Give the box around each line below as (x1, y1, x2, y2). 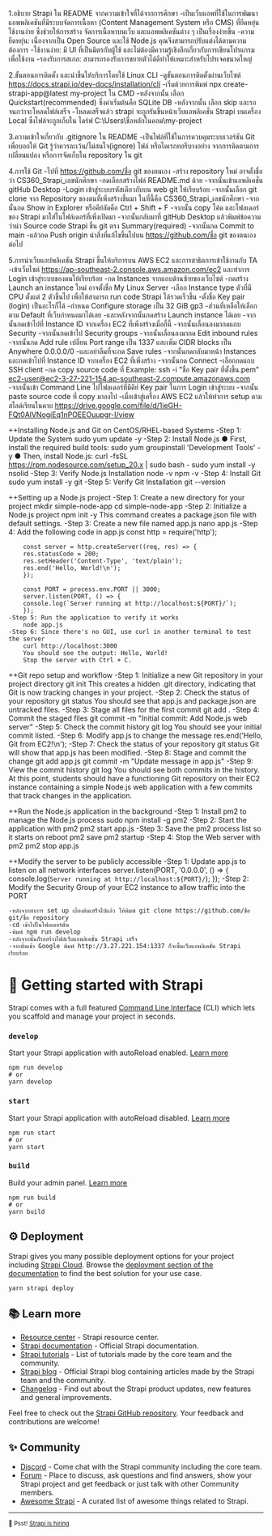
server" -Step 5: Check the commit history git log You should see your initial (8, 722, 262, 731)
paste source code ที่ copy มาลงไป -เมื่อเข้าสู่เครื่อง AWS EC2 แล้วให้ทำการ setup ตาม (8, 392, 262, 401)
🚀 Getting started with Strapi (8, 976, 204, 994)
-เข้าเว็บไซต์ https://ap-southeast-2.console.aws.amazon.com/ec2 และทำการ (8, 265, 250, 274)
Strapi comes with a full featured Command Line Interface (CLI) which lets (8, 1002, 256, 1012)
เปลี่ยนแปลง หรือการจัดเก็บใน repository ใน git (8, 151, 143, 160)
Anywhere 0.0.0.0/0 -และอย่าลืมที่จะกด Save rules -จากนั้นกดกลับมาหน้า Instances (8, 347, 257, 356)
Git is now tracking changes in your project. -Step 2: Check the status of (8, 687, 250, 697)
